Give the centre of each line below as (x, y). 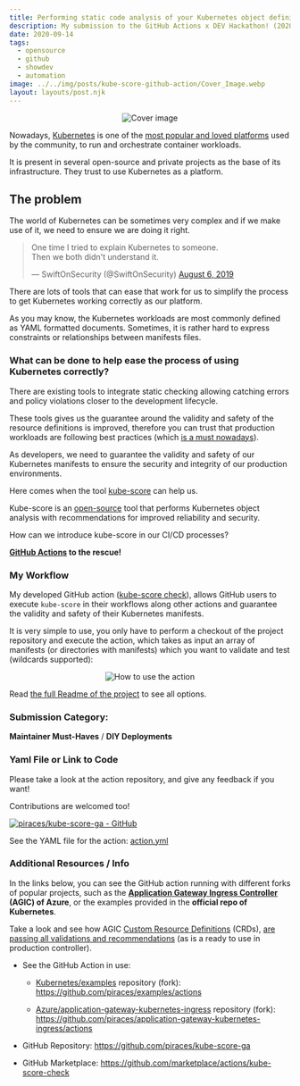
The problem (46, 199)
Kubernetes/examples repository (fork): (108, 982)
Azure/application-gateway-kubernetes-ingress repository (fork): (155, 1009)
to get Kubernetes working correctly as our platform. (106, 301)
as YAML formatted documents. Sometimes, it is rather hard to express (140, 328)
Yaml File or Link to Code (64, 760)
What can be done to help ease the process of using (124, 361)
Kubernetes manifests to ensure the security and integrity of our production (148, 464)
